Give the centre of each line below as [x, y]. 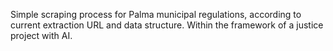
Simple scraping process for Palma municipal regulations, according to [156, 14]
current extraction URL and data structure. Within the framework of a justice [167, 25]
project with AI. [41, 35]
